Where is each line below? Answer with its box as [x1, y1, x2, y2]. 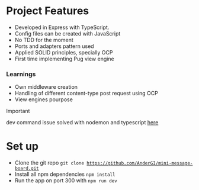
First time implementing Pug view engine [14, 55, 114, 62]
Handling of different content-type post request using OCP [14, 90, 158, 97]
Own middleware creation [14, 83, 78, 91]
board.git [14, 166, 40, 172]
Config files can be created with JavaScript [14, 30, 121, 37]
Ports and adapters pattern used [14, 43, 94, 50]
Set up [6, 140, 38, 153]
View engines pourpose [14, 96, 73, 103]
